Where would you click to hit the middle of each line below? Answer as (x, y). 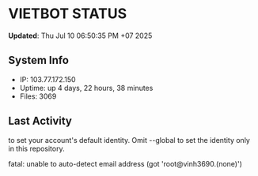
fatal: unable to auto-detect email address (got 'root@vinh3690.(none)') (125, 163)
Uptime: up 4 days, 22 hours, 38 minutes (86, 88)
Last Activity (40, 121)
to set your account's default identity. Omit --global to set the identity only (129, 140)
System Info (39, 60)
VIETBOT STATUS (68, 14)
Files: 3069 (38, 96)
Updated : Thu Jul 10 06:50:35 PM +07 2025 (80, 36)
